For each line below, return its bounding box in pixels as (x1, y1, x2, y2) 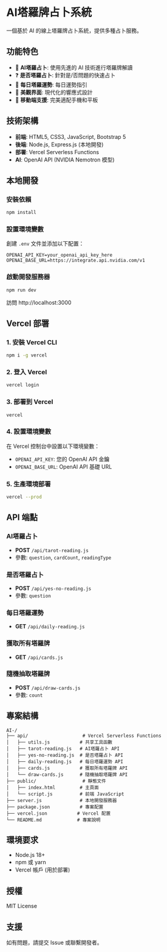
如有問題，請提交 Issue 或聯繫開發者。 (6, 939, 103, 947)
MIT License (6, 903, 38, 910)
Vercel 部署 (6, 318, 50, 329)
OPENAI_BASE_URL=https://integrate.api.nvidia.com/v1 (6, 257, 146, 264)
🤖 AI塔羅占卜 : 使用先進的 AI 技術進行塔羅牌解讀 (15, 63, 133, 71)
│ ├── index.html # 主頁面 (6, 784, 99, 790)
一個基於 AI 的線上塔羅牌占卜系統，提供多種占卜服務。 (6, 27, 143, 34)
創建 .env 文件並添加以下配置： (6, 240, 84, 247)
